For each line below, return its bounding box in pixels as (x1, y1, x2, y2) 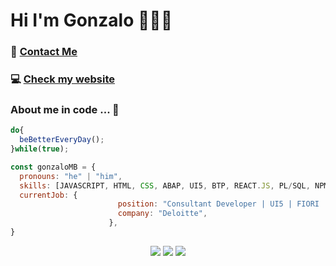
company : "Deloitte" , (117, 209, 208, 219)
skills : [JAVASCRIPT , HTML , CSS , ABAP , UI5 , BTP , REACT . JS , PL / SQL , (19, 180, 311, 191)
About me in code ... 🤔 (10, 102, 120, 116)
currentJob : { (19, 190, 78, 200)
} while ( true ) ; (10, 144, 70, 154)
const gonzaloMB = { (10, 162, 97, 172)
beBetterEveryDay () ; (19, 135, 105, 145)
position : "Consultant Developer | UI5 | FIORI (117, 199, 320, 209)
